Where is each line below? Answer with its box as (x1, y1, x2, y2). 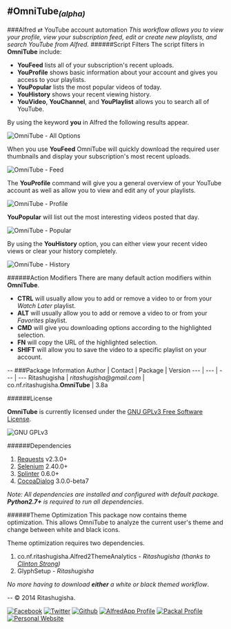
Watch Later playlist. (17, 302, 76, 309)
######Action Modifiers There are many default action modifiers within (7, 274, 212, 282)
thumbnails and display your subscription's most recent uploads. (7, 152, 191, 161)
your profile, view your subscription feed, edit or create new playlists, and (7, 33, 217, 41)
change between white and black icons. (7, 526, 121, 533)
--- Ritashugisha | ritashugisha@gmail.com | (18, 373, 145, 382)
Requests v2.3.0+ (17, 455, 68, 463)
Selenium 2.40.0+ (17, 462, 68, 471)
